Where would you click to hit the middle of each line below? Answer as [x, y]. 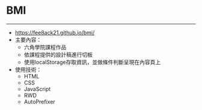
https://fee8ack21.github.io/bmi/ [55, 32]
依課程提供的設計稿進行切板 [58, 54]
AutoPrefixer [39, 102]
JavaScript [37, 89]
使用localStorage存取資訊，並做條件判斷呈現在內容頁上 [92, 62]
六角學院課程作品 [45, 47]
